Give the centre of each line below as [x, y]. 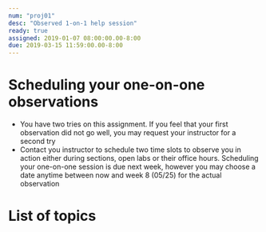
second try [38, 142]
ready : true [28, 30]
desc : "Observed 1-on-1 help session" [73, 23]
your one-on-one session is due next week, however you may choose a [137, 167]
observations [53, 102]
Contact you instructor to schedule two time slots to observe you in [131, 150]
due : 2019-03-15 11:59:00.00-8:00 [66, 46]
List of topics [52, 216]
